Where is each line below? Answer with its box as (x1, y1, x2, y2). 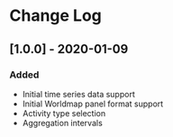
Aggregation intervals (22, 117, 104, 128)
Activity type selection (22, 107, 106, 118)
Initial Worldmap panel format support (22, 98, 164, 109)
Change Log (9, 5, 102, 26)
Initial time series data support (22, 88, 135, 99)
